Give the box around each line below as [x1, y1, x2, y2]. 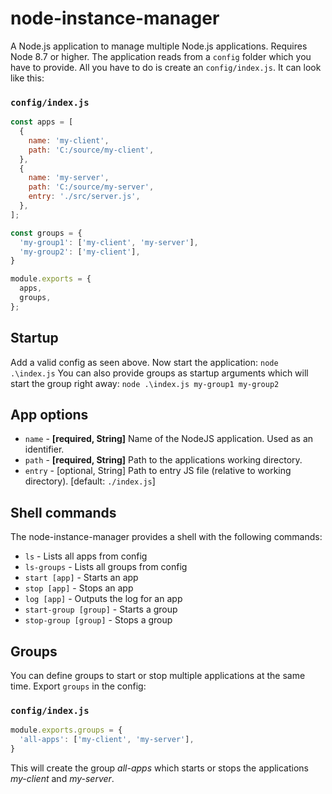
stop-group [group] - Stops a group [24, 614, 173, 626]
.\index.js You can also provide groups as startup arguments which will [10, 367, 309, 379]
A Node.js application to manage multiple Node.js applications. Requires [10, 40, 308, 52]
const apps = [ [10, 117, 74, 127]
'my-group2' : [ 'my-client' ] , [19, 247, 141, 257]
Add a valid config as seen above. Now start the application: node [10, 356, 279, 368]
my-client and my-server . [10, 773, 115, 785]
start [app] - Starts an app [24, 572, 139, 584]
